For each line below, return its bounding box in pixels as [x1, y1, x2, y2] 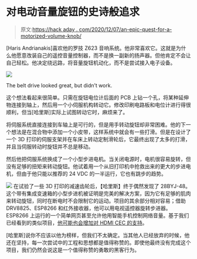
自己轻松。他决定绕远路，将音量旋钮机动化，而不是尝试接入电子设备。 [6, 59, 176, 66]
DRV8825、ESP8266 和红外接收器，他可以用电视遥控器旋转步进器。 [6, 205, 171, 212]
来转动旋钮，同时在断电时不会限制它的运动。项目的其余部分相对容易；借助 [6, 197, 186, 204]
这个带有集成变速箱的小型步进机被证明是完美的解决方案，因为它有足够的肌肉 [6, 190, 191, 197]
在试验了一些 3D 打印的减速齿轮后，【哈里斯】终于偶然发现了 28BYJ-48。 [13, 182, 191, 189]
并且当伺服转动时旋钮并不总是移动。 [6, 143, 94, 150]
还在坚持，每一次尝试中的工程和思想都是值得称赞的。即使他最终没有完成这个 [6, 238, 191, 246]
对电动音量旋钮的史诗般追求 [6, 5, 140, 19]
